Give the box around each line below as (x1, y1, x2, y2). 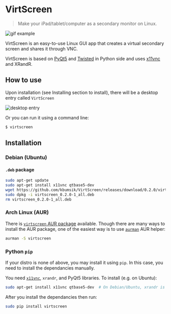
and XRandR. (5, 61, 33, 67)
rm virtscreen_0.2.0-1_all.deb (5, 197, 72, 202)
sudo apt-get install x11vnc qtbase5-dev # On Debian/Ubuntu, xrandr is (5, 284, 165, 289)
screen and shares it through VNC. (5, 45, 78, 52)
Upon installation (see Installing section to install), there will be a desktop (5, 89, 158, 95)
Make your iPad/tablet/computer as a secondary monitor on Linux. (17, 20, 157, 27)
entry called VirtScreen (5, 94, 54, 101)
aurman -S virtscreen (5, 236, 51, 241)
